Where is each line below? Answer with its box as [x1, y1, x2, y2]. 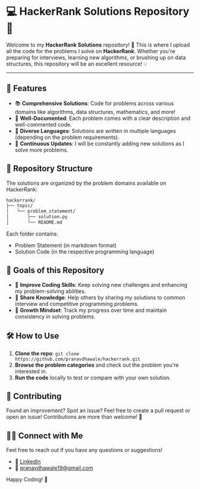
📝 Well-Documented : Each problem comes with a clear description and [14, 114, 190, 122]
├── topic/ [6, 203, 33, 209]
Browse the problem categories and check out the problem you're [14, 361, 179, 369]
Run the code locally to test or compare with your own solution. [14, 374, 171, 381]
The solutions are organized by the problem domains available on [6, 179, 167, 187]
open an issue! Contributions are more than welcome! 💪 [6, 413, 143, 420]
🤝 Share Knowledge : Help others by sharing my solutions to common [14, 293, 186, 301]
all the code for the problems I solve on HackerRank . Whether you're [6, 47, 176, 54]
